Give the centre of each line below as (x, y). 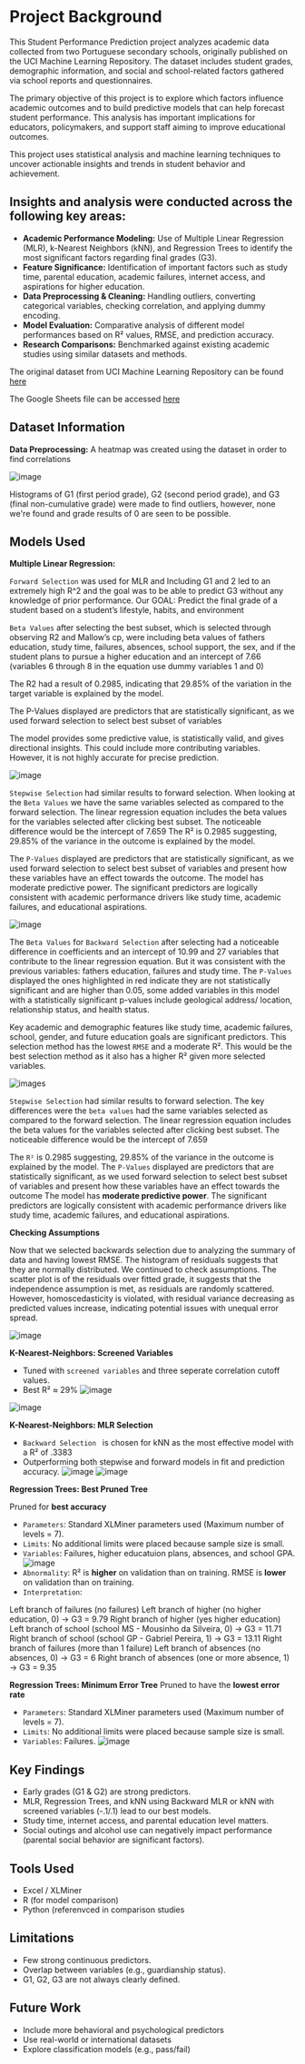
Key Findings (47, 1769)
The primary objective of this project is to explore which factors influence (147, 98)
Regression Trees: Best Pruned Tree (79, 1489)
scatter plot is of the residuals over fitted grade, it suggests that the (135, 1279)
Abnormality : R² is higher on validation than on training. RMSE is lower (154, 1573)
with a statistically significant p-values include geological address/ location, (151, 1000)
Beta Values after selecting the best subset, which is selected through (140, 627)
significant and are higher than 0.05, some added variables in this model (144, 991)
